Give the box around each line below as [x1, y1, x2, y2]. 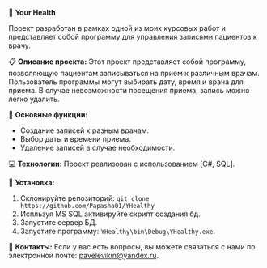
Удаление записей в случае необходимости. [19, 143, 176, 152]
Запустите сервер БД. [19, 218, 98, 227]
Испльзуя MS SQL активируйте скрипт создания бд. [19, 209, 201, 219]
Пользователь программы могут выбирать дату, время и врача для [8, 77, 244, 87]
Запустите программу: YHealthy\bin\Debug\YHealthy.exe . [19, 227, 216, 236]
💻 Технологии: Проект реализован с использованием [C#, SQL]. [8, 159, 235, 168]
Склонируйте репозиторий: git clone [19, 194, 150, 202]
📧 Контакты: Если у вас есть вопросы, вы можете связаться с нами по [8, 242, 256, 251]
